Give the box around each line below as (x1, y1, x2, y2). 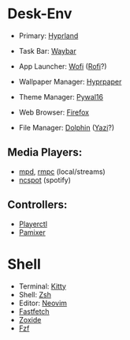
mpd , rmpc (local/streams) (18, 167, 106, 176)
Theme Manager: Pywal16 (18, 92, 104, 101)
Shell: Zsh (18, 289, 52, 299)
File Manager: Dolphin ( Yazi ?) (18, 123, 115, 132)
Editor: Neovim (18, 298, 68, 308)
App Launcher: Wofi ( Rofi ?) (18, 61, 107, 71)
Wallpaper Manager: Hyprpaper (18, 77, 122, 86)
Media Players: (7, 145, 83, 159)
